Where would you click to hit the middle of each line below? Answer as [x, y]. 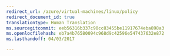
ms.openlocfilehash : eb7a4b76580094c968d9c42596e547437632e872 [85, 34]
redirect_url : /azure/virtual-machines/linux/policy [72, 11]
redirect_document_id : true [41, 17]
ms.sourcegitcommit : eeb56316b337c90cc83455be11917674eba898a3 [85, 28]
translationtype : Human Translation [51, 22]
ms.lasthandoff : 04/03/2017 [41, 39]
